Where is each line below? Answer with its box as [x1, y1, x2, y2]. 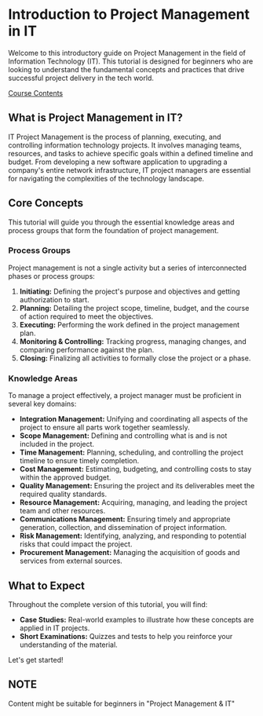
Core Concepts [8, 196, 84, 210]
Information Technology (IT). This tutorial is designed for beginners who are [8, 57, 254, 66]
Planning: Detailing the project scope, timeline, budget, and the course [19, 303, 250, 312]
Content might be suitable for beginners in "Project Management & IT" [8, 699, 236, 708]
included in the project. [19, 440, 95, 449]
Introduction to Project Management [8, 5, 250, 24]
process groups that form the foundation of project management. [8, 225, 219, 235]
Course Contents [8, 88, 64, 97]
